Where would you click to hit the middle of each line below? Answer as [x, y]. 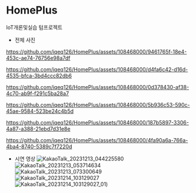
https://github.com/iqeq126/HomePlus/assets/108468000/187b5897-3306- [98, 122]
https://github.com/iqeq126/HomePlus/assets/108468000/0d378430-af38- [98, 87]
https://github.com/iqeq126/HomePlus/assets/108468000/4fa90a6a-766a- [97, 140]
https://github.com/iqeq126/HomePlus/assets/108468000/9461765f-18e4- [97, 51]
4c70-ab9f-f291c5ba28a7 [38, 93]
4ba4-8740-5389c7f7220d [39, 146]
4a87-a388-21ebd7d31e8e [38, 129]
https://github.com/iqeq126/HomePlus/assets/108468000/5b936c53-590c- [98, 104]
